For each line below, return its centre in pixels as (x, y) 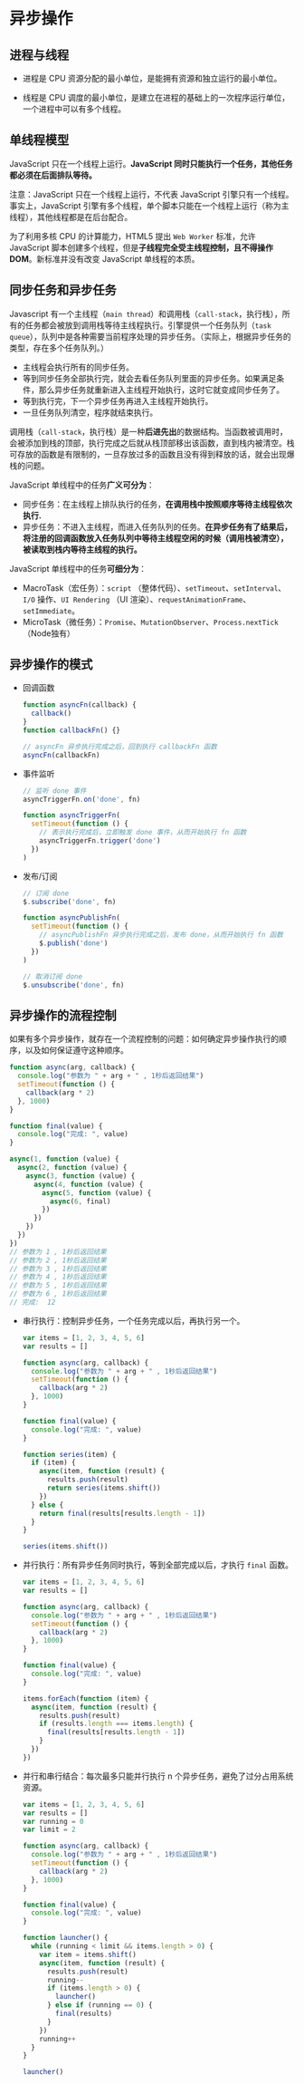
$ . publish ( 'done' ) (74, 943)
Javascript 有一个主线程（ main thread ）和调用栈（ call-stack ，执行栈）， (146, 314)
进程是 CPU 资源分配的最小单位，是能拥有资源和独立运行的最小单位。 (152, 78)
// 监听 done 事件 (54, 791)
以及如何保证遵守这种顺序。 (76, 1050)
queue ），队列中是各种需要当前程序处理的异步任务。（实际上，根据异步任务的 (150, 336)
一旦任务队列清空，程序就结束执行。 (90, 412)
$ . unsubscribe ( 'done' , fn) (73, 985)
